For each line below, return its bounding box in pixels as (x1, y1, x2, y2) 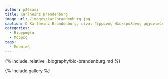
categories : (5, 26, 30, 31)
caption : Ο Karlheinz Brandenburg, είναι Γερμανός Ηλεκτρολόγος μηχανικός (5, 21, 164, 26)
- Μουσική (9, 44, 30, 49)
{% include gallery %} (5, 68, 51, 74)
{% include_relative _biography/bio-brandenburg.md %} (5, 58, 121, 64)
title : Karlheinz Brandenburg (5, 12, 68, 17)
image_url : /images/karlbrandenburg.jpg (5, 16, 91, 21)
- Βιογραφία (9, 30, 35, 35)
